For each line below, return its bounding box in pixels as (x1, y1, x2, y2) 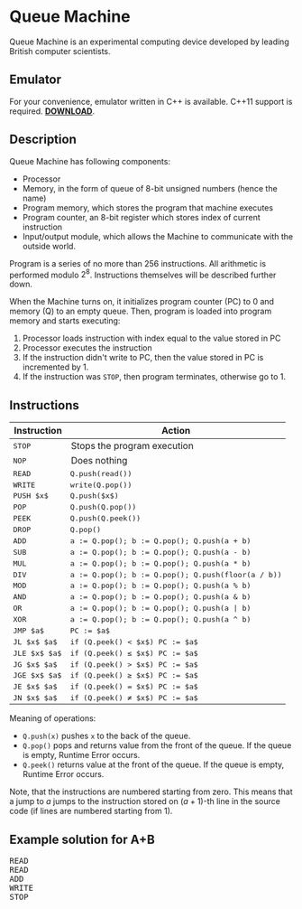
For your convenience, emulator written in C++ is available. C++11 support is (9, 96, 293, 107)
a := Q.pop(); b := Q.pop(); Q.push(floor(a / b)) (69, 569, 282, 579)
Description (9, 132, 77, 147)
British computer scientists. (9, 45, 111, 56)
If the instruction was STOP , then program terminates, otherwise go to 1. (22, 371, 287, 382)
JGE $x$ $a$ (13, 670, 62, 680)
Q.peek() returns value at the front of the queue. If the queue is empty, (22, 759, 285, 770)
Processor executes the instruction (22, 342, 153, 353)
